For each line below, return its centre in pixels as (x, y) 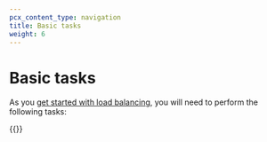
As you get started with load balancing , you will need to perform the (133, 102)
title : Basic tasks (45, 26)
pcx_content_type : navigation (65, 17)
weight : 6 (28, 34)
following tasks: (38, 112)
